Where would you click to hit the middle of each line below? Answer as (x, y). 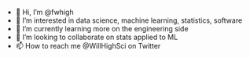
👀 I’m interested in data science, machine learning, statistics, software (129, 20)
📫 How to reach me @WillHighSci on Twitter (88, 46)
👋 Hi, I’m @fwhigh (44, 12)
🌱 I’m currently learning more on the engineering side (102, 29)
